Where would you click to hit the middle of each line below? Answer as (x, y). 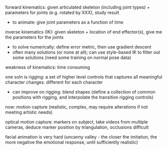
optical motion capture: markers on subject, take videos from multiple (77, 122)
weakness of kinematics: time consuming (48, 67)
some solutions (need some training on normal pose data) (72, 57)
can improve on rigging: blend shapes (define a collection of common (84, 92)
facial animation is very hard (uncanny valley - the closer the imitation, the (81, 137)
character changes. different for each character (54, 82)
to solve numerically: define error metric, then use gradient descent (82, 47)
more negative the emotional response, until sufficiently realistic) (72, 142)
